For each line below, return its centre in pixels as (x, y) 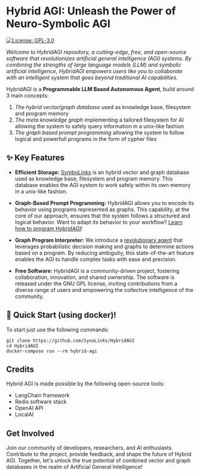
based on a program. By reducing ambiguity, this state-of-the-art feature (104, 252)
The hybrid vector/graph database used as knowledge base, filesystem (103, 107)
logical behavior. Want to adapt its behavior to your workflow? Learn (99, 222)
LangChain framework (42, 395)
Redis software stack (41, 402)
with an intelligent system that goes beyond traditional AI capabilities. (92, 77)
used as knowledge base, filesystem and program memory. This (94, 179)
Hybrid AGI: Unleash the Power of (91, 11)
